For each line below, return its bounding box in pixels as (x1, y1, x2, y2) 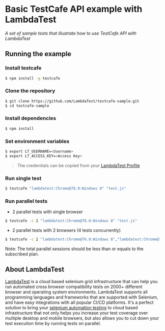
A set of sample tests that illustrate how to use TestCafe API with (5, 30, 137, 36)
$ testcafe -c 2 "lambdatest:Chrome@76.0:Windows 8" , (5, 237, 118, 242)
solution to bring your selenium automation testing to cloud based (5, 304, 138, 310)
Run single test (5, 175, 42, 182)
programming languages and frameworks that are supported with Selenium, (5, 294, 159, 300)
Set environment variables (5, 138, 70, 145)
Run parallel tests (5, 197, 48, 204)
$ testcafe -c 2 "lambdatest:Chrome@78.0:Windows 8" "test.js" (5, 219, 137, 223)
